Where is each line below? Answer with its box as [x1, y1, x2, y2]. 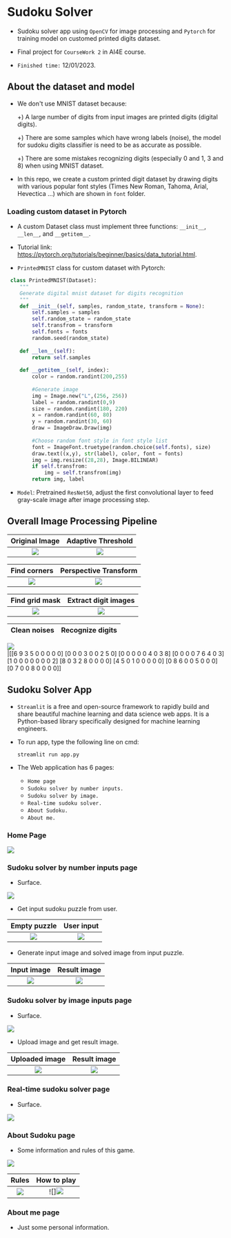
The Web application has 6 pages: [17, 763, 115, 771]
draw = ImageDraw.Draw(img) [32, 425, 112, 432]
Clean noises [10, 625, 54, 635]
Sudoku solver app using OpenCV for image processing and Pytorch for [17, 27, 216, 35]
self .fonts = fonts [32, 328, 88, 335]
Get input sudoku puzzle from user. [17, 905, 118, 913]
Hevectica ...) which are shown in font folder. [17, 189, 146, 197]
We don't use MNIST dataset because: [17, 99, 128, 108]
